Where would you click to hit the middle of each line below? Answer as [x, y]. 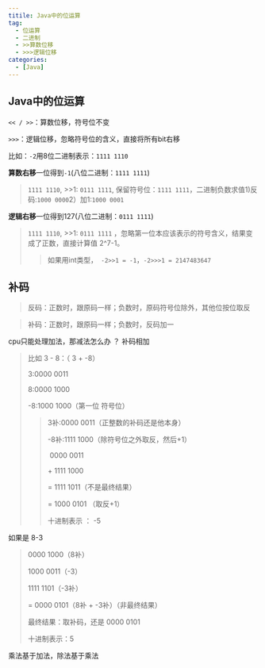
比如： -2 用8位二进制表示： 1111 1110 [68, 155]
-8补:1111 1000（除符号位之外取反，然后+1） [119, 440]
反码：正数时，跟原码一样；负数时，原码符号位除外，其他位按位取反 [139, 308]
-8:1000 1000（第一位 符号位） [78, 406]
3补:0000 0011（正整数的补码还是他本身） [116, 423]
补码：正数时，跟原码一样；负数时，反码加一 [101, 324]
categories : [28, 60]
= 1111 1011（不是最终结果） [92, 487]
